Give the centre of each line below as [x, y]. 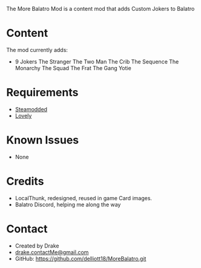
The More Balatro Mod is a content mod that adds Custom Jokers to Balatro [100, 9]
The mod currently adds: [37, 50]
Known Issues [43, 140]
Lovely [23, 116]
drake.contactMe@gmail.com [52, 252]
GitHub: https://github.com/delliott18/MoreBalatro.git [81, 258]
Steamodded [31, 109]
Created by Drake [37, 246]
